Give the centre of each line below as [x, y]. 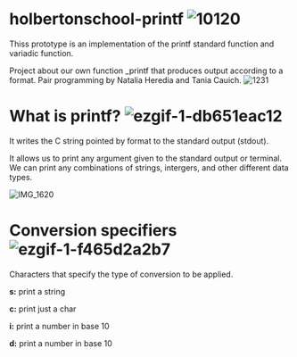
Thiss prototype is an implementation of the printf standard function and [142, 44]
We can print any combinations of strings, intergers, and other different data [149, 167]
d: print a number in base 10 [61, 343]
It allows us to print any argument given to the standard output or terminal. [146, 158]
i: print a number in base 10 [59, 326]
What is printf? [65, 116]
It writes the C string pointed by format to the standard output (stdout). [139, 141]
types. [21, 177]
